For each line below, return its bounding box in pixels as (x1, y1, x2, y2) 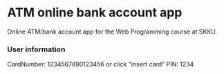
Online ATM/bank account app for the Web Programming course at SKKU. (7, 27, 218, 36)
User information (7, 45, 66, 54)
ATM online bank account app (7, 5, 183, 21)
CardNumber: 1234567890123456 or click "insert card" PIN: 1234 (7, 60, 194, 69)
